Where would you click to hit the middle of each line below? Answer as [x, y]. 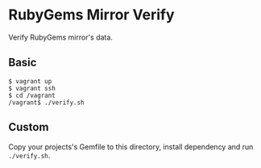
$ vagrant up [30, 81]
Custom [29, 127]
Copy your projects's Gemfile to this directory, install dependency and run [131, 146]
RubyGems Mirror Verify [91, 15]
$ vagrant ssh [32, 88]
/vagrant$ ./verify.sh [46, 103]
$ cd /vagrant [32, 95]
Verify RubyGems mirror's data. [60, 37]
